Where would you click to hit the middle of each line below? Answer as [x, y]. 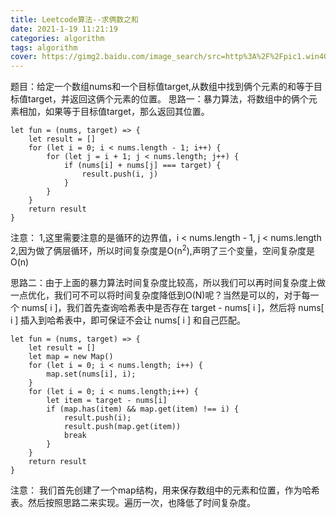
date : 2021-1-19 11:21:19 [64, 29]
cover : [24, 57]
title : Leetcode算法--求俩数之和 [74, 19]
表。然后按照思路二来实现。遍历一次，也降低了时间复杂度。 [133, 502]
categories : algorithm [57, 38]
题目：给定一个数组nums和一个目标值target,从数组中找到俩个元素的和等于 [162, 87]
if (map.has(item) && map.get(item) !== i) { [143, 409]
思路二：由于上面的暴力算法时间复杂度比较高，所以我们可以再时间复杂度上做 [168, 282]
